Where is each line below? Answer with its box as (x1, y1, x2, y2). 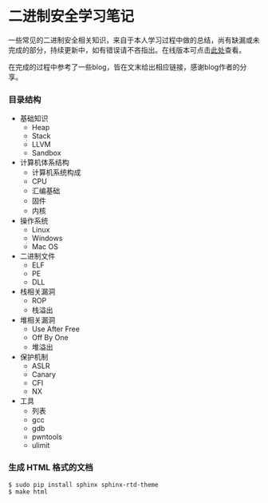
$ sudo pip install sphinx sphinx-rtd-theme (8, 481, 159, 489)
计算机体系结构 (19, 157, 69, 168)
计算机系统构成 (31, 168, 81, 177)
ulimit (31, 441, 50, 450)
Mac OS (31, 242, 58, 252)
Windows (31, 233, 63, 244)
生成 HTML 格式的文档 (8, 462, 93, 473)
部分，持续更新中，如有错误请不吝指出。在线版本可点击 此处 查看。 (29, 45, 246, 54)
